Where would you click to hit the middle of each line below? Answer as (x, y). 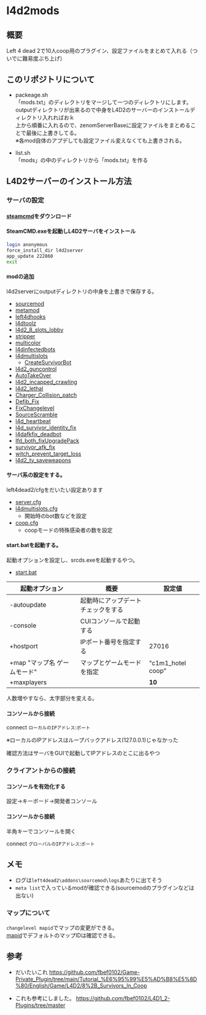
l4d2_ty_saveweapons (43, 460)
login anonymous (27, 244)
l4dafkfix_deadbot (38, 434)
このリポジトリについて (51, 80)
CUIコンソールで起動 (110, 621)
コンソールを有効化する (36, 786)
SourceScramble (36, 414)
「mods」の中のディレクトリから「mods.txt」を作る (82, 160)
